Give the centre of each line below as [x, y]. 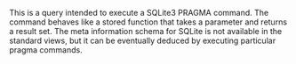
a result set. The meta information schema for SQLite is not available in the [146, 31]
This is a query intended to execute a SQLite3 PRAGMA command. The [139, 13]
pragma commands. [46, 50]
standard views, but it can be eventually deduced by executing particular [143, 40]
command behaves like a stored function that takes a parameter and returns [148, 22]
